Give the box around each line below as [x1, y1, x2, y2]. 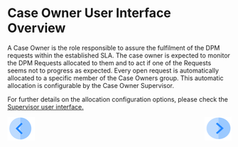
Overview [7, 20, 66, 36]
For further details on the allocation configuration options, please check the [7, 94, 229, 104]
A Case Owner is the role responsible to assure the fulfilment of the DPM [7, 43, 220, 52]
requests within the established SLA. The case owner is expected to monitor [7, 51, 231, 60]
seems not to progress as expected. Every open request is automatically [7, 66, 219, 75]
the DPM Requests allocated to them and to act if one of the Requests [7, 58, 212, 67]
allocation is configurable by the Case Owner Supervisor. [7, 81, 175, 89]
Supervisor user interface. [7, 102, 84, 111]
